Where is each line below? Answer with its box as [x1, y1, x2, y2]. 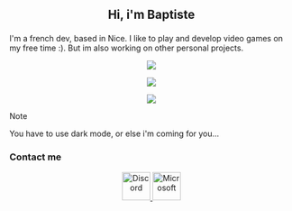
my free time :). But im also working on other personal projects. [9, 42, 244, 53]
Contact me [9, 151, 62, 163]
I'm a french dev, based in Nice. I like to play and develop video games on [9, 33, 284, 44]
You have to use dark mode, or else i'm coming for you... [9, 128, 220, 139]
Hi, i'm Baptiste [107, 7, 196, 23]
